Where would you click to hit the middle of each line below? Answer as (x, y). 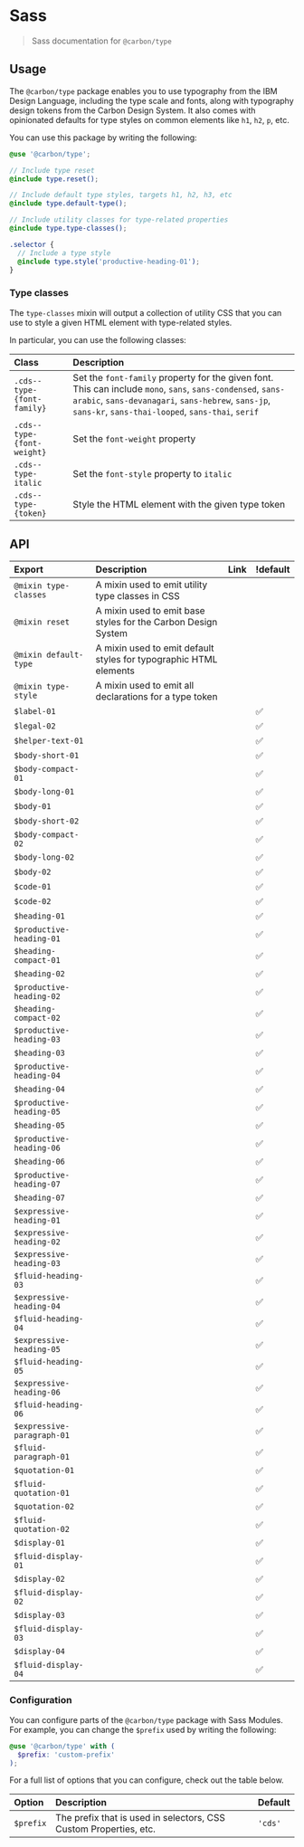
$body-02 (33, 872)
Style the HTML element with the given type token (179, 504)
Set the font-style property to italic (152, 473)
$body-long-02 (44, 857)
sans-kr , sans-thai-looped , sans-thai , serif (166, 411)
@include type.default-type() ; (68, 204)
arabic (87, 400)
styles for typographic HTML (157, 660)
